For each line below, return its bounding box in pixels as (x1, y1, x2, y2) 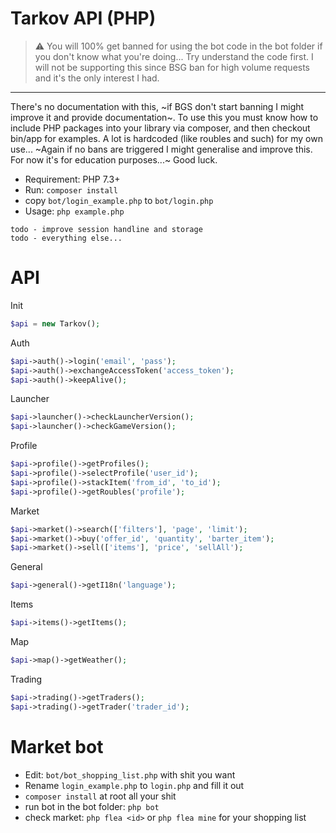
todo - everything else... (10, 233, 123, 243)
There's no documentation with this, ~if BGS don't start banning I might (10, 100, 305, 112)
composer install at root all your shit (24, 790, 177, 802)
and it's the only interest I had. (34, 72, 160, 84)
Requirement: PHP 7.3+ (24, 173, 121, 185)
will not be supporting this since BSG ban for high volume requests (34, 61, 311, 73)
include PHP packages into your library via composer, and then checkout (10, 122, 311, 134)
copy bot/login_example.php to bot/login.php (24, 194, 214, 206)
